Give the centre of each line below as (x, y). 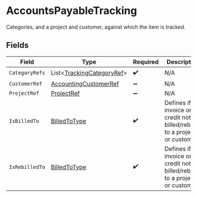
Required (146, 61)
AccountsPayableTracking (72, 11)
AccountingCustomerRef (85, 84)
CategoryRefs (27, 73)
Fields (18, 45)
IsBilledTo (24, 121)
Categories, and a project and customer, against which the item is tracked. (96, 27)
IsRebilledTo (27, 167)
